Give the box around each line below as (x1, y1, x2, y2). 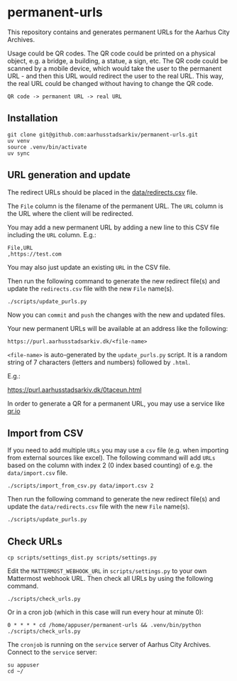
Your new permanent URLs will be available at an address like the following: (7, 324, 228, 332)
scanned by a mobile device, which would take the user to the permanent (7, 64, 222, 72)
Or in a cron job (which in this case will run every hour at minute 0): (7, 608, 204, 616)
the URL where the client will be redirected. (7, 209, 133, 217)
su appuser (7, 662, 40, 669)
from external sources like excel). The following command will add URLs (7, 454, 216, 462)
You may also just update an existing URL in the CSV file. (7, 263, 171, 271)
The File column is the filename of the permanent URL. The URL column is (7, 202, 224, 210)
